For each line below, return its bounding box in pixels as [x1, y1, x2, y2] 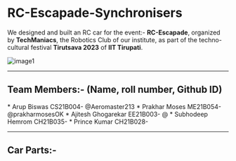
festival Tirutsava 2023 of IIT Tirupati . [30, 43, 143, 51]
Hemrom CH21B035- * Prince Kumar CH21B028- [7, 117, 149, 126]
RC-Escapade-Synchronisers [7, 5, 183, 21]
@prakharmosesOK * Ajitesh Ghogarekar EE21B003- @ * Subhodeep [7, 110, 209, 118]
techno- [199, 35, 223, 44]
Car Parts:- [7, 144, 57, 156]
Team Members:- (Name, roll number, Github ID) [7, 84, 223, 96]
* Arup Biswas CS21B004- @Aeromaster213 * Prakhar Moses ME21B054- [7, 102, 221, 110]
